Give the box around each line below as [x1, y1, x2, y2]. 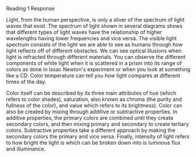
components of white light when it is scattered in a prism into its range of [6, 60, 183, 67]
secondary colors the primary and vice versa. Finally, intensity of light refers [6, 133, 190, 139]
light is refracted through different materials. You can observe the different [6, 54, 186, 60]
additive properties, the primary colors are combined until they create [6, 114, 174, 121]
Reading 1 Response [6, 5, 55, 12]
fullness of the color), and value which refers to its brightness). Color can [6, 102, 183, 109]
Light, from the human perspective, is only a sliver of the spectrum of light [6, 16, 185, 23]
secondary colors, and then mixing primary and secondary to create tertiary [6, 121, 189, 127]
